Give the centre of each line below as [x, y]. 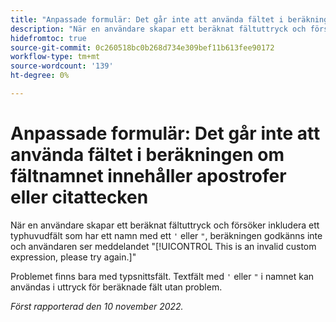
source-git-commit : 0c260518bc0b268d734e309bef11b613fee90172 [142, 47]
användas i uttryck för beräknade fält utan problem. [116, 287]
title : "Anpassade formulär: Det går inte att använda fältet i [147, 19]
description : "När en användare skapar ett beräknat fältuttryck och [158, 29]
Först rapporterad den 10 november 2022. [97, 306]
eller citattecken [79, 197]
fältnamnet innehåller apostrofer [148, 176]
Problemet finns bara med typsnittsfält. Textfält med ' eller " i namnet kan [162, 276]
